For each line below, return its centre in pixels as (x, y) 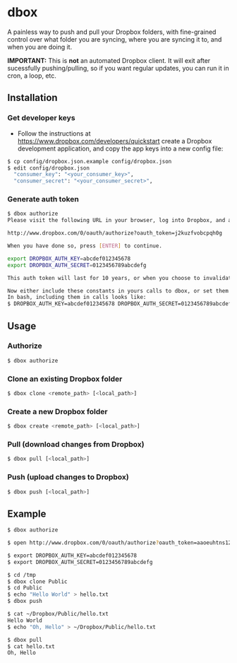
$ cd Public (25, 588)
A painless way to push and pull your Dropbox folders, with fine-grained (112, 32)
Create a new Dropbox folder (57, 411)
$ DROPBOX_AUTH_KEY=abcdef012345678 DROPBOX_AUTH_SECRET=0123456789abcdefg (121, 304)
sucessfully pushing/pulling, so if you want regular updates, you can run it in (118, 68)
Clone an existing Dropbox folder (65, 379)
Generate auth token (43, 199)
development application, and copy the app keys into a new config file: (120, 148)
